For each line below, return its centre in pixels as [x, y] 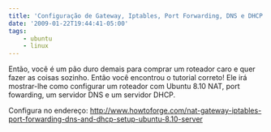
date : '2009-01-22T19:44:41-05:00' [69, 23]
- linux [36, 46]
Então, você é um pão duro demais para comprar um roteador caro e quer [132, 69]
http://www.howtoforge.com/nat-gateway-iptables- [176, 111]
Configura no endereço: [48, 111]
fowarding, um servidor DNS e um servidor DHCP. [92, 95]
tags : [17, 31]
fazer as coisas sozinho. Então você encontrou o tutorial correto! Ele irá [128, 78]
